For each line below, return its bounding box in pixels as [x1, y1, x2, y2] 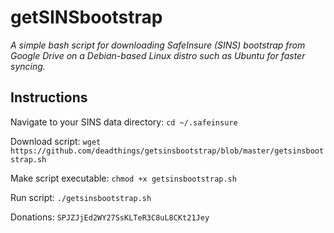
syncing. [10, 60, 46, 72]
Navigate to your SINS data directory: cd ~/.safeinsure [10, 116, 238, 128]
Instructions [10, 89, 88, 106]
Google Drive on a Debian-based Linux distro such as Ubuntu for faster [10, 49, 306, 61]
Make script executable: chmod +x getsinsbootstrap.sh [10, 172, 237, 184]
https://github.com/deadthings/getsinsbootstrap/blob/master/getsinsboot [10, 146, 325, 156]
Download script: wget [10, 135, 102, 147]
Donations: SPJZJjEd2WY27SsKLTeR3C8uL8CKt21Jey [10, 211, 210, 223]
